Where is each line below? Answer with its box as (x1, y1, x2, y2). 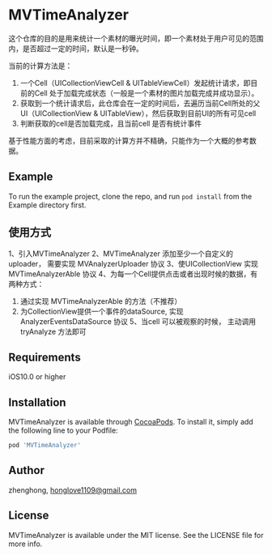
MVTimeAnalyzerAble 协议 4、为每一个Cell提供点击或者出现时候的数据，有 (8, 269, 258, 279)
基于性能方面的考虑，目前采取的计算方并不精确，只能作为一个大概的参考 (8, 135, 249, 145)
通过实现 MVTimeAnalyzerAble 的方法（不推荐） (19, 296, 182, 305)
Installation (8, 395, 66, 409)
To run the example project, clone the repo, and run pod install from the (8, 191, 253, 201)
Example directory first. (8, 200, 87, 210)
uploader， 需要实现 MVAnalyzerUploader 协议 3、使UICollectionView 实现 (8, 258, 259, 268)
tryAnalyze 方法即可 (19, 327, 87, 336)
